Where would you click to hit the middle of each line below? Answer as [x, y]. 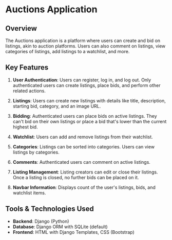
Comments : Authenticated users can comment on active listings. [81, 162]
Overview [21, 28]
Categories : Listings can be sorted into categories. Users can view [84, 146]
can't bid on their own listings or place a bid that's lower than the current [90, 121]
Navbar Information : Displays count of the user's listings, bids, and [84, 187]
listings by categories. [36, 152]
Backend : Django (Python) [41, 221]
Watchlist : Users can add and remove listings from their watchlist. [83, 137]
